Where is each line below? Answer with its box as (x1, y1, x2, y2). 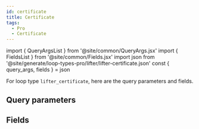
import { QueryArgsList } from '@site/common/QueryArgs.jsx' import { (6, 47, 178, 54)
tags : (6, 20, 20, 26)
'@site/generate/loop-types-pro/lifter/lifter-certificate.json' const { (6, 60, 170, 67)
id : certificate (6, 8, 46, 15)
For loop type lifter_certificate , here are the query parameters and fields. (6, 78, 194, 85)
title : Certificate (6, 14, 55, 20)
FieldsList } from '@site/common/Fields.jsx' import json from (6, 54, 155, 61)
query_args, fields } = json (6, 66, 70, 73)
